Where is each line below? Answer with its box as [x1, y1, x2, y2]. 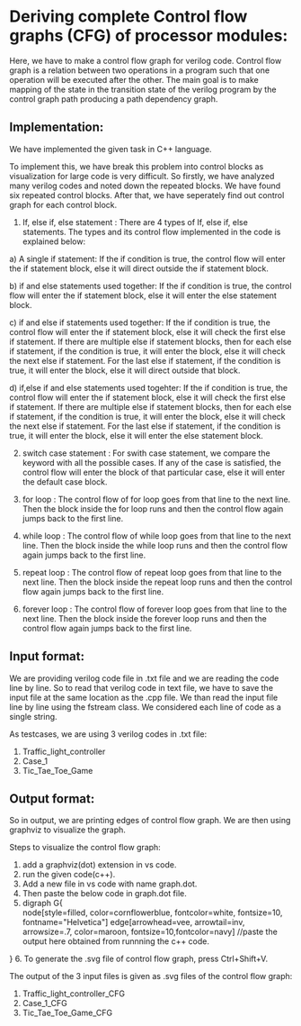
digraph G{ [22, 898, 63, 909]
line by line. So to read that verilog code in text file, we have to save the [9, 682, 274, 693]
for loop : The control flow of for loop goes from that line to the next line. [22, 494, 291, 504]
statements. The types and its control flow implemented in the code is [22, 226, 281, 237]
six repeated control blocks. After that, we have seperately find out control [9, 189, 285, 200]
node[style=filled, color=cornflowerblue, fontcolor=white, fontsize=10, [22, 907, 283, 918]
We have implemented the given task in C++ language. [9, 143, 213, 154]
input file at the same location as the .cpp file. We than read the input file [9, 692, 279, 703]
